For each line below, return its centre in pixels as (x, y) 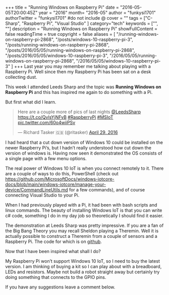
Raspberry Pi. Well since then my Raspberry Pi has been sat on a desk (78, 72)
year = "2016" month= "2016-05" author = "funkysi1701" (97, 13)
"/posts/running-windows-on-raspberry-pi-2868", (58, 45)
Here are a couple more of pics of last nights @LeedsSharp (79, 112)
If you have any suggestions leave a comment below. (60, 287)
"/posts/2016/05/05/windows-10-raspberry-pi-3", (57, 56)
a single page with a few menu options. (46, 158)
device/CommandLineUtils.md (37, 190)
